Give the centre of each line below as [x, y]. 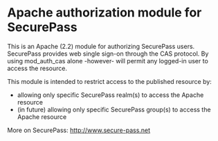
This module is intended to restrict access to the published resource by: [110, 81]
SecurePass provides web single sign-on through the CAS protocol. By [108, 54]
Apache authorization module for [105, 13]
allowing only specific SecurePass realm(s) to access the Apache [110, 95]
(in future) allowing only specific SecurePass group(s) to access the [114, 109]
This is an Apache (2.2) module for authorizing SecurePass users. [101, 46]
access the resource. [37, 68]
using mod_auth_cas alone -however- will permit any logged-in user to [108, 61]
